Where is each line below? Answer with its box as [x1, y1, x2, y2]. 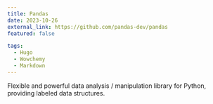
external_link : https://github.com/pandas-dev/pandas [7, 23, 169, 30]
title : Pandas [7, 10, 49, 18]
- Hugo [13, 49, 33, 56]
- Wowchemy [13, 56, 46, 63]
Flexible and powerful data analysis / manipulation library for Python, [7, 82, 207, 90]
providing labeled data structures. [7, 89, 105, 97]
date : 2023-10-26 [7, 17, 58, 24]
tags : [7, 43, 23, 50]
